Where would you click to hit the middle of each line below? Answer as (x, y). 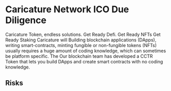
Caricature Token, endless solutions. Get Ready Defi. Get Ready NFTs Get (83, 34)
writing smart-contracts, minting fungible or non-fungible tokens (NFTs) (81, 45)
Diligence (26, 20)
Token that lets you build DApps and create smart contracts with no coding (84, 61)
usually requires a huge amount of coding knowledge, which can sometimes (86, 51)
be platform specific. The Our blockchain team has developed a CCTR (79, 56)
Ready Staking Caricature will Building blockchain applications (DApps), (81, 40)
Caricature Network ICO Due (67, 9)
